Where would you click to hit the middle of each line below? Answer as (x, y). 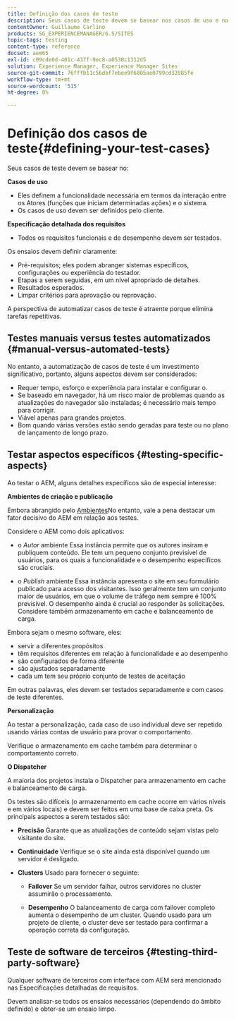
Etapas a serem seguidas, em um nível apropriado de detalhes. (109, 280)
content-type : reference (44, 47)
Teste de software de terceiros (76, 952)
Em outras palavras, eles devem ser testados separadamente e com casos (116, 689)
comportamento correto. (43, 753)
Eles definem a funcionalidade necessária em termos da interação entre (122, 195)
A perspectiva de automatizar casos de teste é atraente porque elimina (110, 309)
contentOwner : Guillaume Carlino (56, 27)
